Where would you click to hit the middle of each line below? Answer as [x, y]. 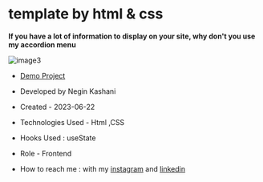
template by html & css [86, 14]
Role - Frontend [46, 153]
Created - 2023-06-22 [57, 107]
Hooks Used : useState [58, 138]
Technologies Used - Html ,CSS [72, 122]
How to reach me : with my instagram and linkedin [103, 168]
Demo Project [42, 75]
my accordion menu [42, 44]
